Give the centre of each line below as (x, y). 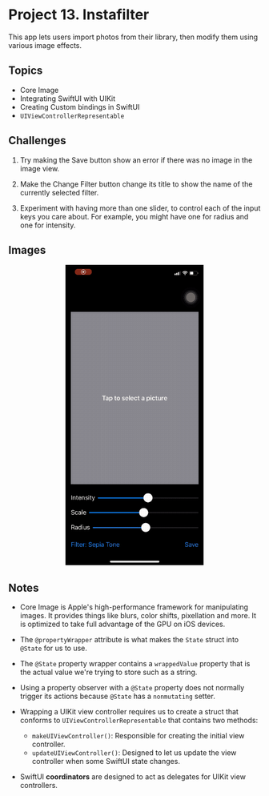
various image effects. (45, 45)
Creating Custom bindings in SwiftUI (80, 107)
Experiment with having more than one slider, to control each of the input (140, 208)
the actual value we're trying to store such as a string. (108, 672)
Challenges (37, 141)
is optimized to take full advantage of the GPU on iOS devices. (122, 624)
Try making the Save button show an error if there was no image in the (136, 160)
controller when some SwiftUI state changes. (106, 762)
